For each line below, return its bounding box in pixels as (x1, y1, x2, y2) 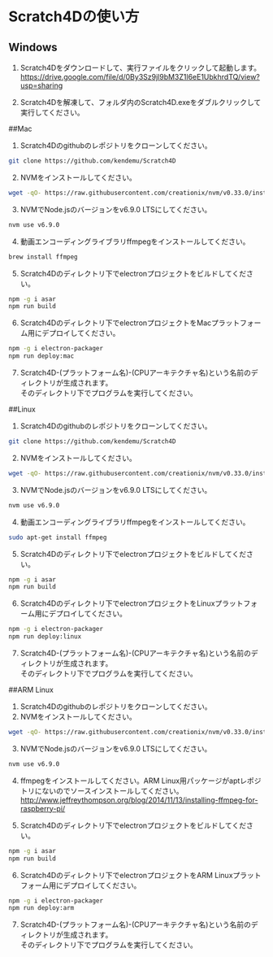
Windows (8, 40, 58, 54)
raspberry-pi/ (19, 803, 66, 813)
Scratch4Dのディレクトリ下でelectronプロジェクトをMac (19, 318, 212, 328)
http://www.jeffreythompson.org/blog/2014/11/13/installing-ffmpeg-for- (19, 794, 258, 805)
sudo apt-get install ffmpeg (8, 533, 107, 542)
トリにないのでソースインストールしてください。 (19, 785, 184, 795)
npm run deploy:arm (8, 904, 75, 912)
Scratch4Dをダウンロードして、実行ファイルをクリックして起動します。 (19, 63, 262, 72)
